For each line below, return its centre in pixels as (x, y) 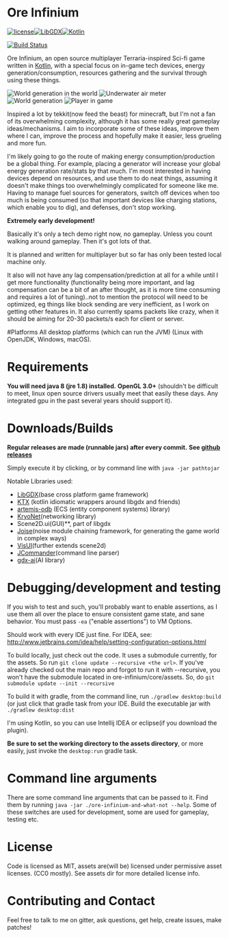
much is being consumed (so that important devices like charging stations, (112, 200)
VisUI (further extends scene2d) (62, 545)
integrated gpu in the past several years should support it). (90, 400)
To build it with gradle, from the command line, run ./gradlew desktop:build (114, 696)
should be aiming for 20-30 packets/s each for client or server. (96, 318)
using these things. (34, 80)
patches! (19, 927)
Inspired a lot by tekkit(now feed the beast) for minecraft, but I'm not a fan (111, 114)
